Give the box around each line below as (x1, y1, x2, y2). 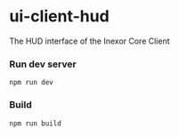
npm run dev (9, 78, 53, 87)
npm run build (9, 118, 62, 128)
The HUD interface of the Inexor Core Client (9, 36, 171, 46)
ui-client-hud (9, 6, 110, 27)
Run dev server (9, 58, 77, 70)
